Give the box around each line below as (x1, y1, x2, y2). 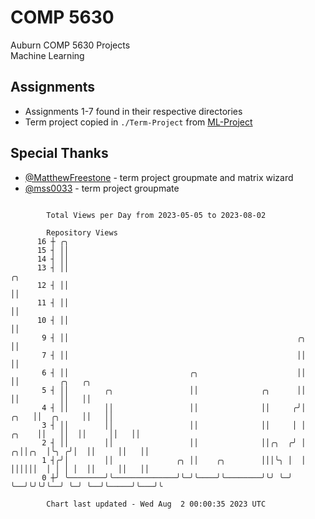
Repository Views (46, 227, 118, 238)
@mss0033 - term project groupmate (24, 182, 180, 194)
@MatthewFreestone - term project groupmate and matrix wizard (24, 171, 294, 183)
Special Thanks (10, 145, 109, 162)
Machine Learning (10, 49, 85, 61)
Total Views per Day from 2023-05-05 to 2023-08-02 (46, 210, 267, 220)
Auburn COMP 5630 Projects (10, 39, 131, 51)
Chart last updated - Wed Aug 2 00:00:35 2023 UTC (46, 499, 267, 509)
